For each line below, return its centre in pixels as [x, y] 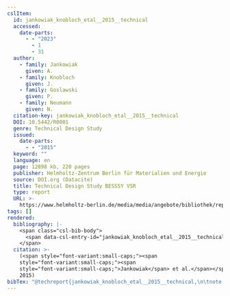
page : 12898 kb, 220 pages [52, 167]
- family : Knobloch [47, 77]
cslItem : [20, 13]
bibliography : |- [38, 224]
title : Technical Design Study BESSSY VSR [75, 186]
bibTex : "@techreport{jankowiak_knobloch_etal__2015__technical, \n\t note [115, 282]
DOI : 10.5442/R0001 [41, 122]
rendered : [21, 218]
